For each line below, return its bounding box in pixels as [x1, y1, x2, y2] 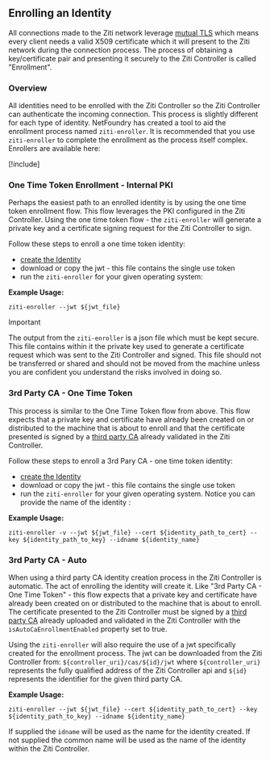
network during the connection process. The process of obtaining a [8, 44, 233, 55]
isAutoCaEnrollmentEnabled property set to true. [8, 624, 168, 633]
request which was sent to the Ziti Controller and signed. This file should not [8, 351, 262, 360]
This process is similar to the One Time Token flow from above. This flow [8, 405, 251, 415]
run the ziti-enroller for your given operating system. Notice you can [19, 489, 255, 498]
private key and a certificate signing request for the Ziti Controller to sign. [8, 224, 252, 233]
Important [8, 317, 41, 327]
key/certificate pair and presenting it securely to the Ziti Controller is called [8, 53, 256, 63]
